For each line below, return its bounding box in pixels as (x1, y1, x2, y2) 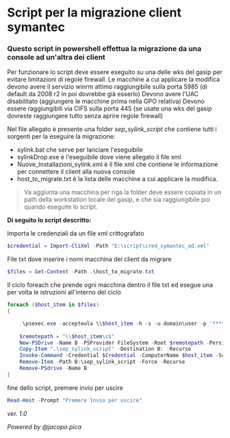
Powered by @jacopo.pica (7, 422, 82, 430)
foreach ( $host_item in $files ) (7, 301, 99, 308)
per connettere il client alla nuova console (16, 168, 136, 176)
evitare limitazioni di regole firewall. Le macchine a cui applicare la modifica (7, 76, 220, 84)
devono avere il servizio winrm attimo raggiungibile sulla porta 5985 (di (7, 82, 207, 91)
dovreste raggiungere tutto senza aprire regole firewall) (7, 112, 164, 120)
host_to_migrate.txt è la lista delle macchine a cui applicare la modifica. (16, 175, 218, 183)
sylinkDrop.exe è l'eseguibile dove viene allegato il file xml (16, 153, 181, 161)
